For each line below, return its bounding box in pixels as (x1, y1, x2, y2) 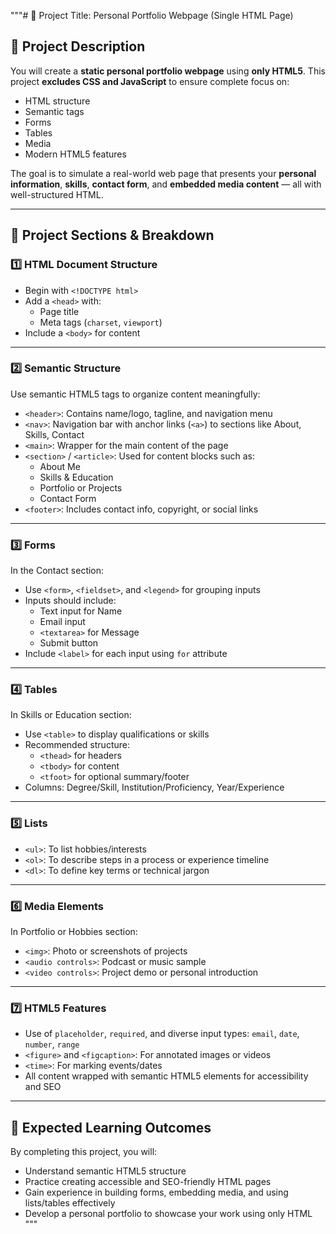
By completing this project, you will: (10, 1146, 158, 1158)
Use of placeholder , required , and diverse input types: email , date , (24, 1028, 300, 1040)
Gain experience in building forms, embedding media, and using (24, 1186, 289, 1199)
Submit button (39, 637, 99, 649)
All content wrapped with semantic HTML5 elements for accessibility (24, 1070, 309, 1082)
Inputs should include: (24, 595, 117, 607)
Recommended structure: (24, 739, 130, 751)
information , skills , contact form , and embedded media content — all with (10, 178, 322, 190)
